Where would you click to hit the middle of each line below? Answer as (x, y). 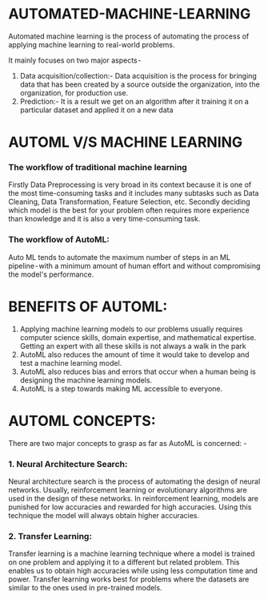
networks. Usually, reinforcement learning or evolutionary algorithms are (128, 489)
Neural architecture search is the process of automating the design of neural (134, 481)
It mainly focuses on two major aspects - (75, 60)
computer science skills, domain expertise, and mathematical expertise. (138, 337)
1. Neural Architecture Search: (68, 464)
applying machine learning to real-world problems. (92, 44)
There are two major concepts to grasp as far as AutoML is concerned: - (128, 443)
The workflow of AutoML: (59, 240)
